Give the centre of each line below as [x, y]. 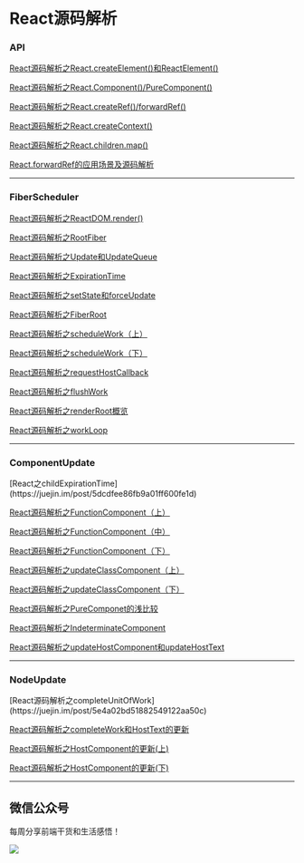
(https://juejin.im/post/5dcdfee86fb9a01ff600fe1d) [103, 494]
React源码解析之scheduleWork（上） [78, 334]
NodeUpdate [38, 679]
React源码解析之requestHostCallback [79, 372]
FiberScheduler [44, 198]
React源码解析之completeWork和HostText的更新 [100, 730]
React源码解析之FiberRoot [58, 315]
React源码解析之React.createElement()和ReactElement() [114, 68]
